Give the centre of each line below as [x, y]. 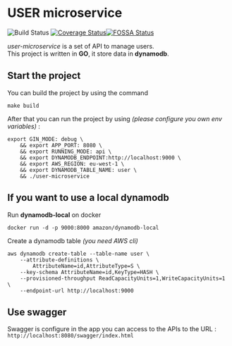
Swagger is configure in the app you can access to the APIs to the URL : [112, 329]
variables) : [24, 126]
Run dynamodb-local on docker [54, 215]
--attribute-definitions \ [60, 260]
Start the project [44, 76]
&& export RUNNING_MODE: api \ [66, 152]
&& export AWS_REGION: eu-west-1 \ [72, 163]
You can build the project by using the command [78, 92]
